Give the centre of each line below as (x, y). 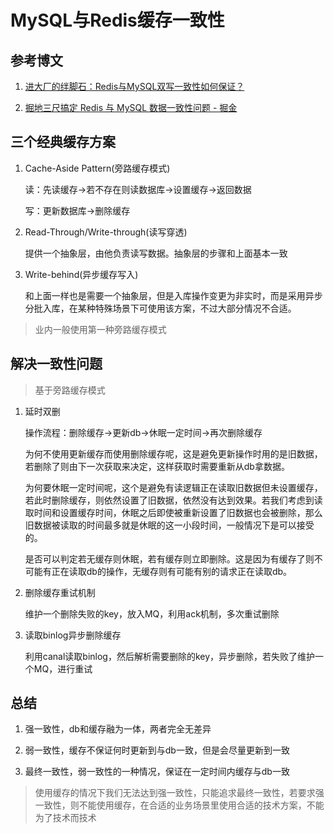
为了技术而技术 (65, 818)
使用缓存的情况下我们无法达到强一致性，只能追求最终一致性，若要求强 (179, 793)
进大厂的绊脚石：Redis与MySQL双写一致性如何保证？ (134, 86)
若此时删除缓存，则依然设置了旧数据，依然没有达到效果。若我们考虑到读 (173, 500)
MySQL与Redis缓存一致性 (117, 20)
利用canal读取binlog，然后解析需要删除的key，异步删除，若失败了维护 (170, 656)
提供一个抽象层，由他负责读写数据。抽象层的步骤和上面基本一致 (156, 253)
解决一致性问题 (56, 364)
